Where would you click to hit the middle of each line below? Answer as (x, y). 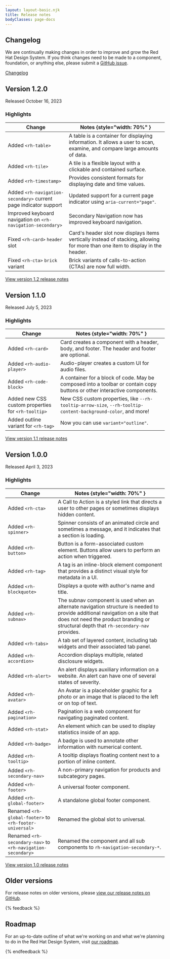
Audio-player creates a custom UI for (105, 363)
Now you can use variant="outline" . (104, 423)
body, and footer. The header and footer (108, 348)
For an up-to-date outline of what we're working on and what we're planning (85, 936)
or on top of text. (78, 703)
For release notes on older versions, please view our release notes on (78, 893)
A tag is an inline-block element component (110, 564)
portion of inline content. (87, 761)
